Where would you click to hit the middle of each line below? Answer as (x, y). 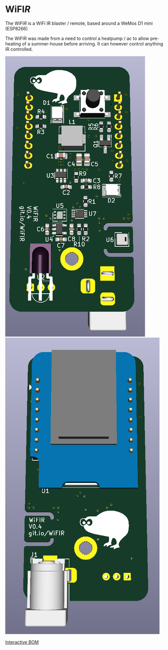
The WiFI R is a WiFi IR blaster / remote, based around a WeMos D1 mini (79, 23)
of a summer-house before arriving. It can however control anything (93, 43)
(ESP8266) (17, 28)
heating (13, 43)
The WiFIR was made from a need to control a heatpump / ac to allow (77, 38)
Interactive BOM (22, 642)
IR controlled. (19, 49)
